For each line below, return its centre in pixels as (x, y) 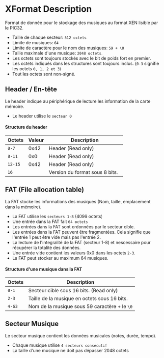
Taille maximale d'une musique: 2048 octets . (57, 53)
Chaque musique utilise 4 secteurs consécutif (60, 345)
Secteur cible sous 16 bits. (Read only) (73, 290)
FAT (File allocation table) (45, 190)
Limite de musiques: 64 (35, 42)
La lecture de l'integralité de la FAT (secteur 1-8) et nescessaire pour (81, 242)
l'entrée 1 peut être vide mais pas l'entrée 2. (56, 237)
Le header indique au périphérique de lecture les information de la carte (78, 101)
